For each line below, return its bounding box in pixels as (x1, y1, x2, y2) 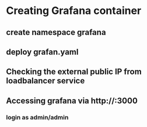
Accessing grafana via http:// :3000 (6, 96, 138, 105)
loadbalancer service (6, 76, 85, 86)
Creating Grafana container (6, 4, 142, 17)
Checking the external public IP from (6, 67, 142, 77)
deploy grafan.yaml (6, 47, 79, 57)
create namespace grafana (6, 27, 106, 37)
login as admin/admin (6, 113, 69, 121)
